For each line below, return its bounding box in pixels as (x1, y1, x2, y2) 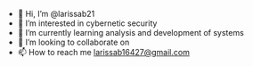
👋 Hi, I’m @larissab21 (17, 9, 95, 19)
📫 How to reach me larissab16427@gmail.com (17, 47, 190, 57)
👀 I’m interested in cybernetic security (17, 18, 158, 29)
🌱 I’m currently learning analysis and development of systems (17, 28, 245, 37)
